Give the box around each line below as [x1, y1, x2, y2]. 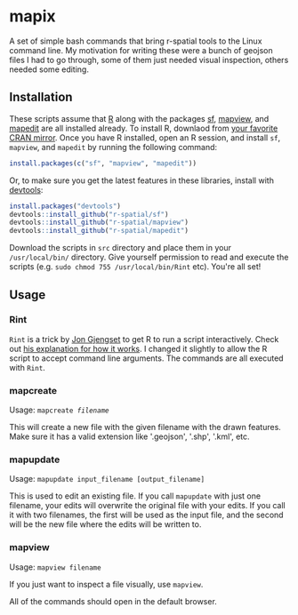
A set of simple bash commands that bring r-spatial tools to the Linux [9, 36, 262, 46]
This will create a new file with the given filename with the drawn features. [9, 422, 282, 433]
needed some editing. [9, 64, 89, 75]
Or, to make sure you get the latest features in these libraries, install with [9, 175, 274, 186]
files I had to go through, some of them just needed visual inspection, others [9, 54, 289, 65]
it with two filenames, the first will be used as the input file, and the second [9, 509, 284, 521]
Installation [9, 90, 73, 105]
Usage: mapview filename [9, 562, 101, 572]
